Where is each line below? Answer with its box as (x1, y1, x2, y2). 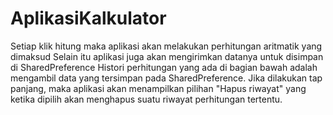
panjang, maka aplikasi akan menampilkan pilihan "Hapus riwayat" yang (10, 82, 307, 94)
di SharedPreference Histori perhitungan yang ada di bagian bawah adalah (10, 61, 318, 73)
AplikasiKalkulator (10, 7, 167, 30)
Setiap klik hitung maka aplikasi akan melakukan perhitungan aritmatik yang (10, 40, 323, 52)
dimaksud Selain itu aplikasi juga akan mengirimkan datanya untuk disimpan (10, 50, 324, 62)
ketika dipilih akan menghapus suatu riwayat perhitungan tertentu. (10, 93, 283, 105)
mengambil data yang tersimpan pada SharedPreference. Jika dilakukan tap (10, 72, 323, 84)
